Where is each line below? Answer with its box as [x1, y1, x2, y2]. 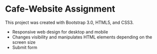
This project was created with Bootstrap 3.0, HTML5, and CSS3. [5, 19, 134, 25]
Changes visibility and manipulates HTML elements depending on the [12, 34, 153, 40]
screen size [12, 39, 36, 45]
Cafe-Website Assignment [5, 3, 115, 15]
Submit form [12, 44, 38, 50]
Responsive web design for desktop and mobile [12, 29, 109, 35]
